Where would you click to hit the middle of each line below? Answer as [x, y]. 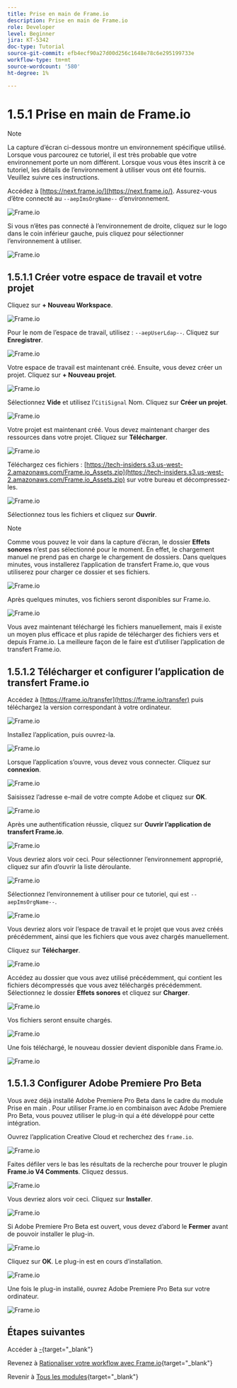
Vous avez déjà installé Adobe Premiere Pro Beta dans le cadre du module [115, 1100]
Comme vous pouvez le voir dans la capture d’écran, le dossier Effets [109, 542]
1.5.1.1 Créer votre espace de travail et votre [105, 277]
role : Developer [31, 27]
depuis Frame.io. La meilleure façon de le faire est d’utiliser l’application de [116, 642]
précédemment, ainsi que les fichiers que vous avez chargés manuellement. [118, 937]
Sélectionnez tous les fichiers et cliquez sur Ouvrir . [82, 515]
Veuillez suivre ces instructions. [53, 177]
